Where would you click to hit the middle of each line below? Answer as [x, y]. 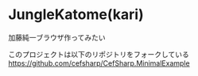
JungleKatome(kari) [76, 15]
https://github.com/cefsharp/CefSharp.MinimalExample [99, 63]
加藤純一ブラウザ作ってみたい [57, 37]
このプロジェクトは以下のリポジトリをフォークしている [99, 54]
